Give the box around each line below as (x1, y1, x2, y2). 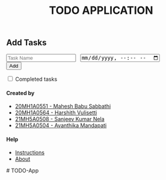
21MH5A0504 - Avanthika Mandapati (14, 122, 107, 129)
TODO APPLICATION (49, 4, 153, 17)
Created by (6, 89, 35, 96)
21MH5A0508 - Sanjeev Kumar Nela (14, 116, 105, 123)
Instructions (14, 149, 45, 157)
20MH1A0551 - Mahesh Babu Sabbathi (14, 103, 111, 110)
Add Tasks (6, 37, 47, 48)
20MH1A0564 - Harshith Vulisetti (14, 109, 97, 116)
